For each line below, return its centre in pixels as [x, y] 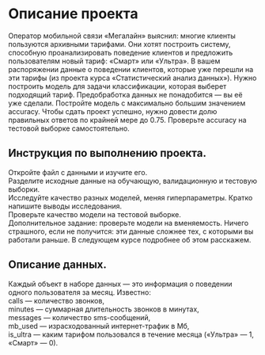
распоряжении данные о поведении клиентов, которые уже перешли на [131, 69]
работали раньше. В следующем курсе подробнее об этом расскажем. [130, 239]
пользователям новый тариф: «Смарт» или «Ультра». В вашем [114, 61]
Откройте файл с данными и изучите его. [78, 172]
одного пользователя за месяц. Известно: [80, 292]
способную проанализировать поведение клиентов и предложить [121, 52]
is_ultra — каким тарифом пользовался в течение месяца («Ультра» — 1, [131, 334]
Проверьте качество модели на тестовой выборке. [95, 214]
